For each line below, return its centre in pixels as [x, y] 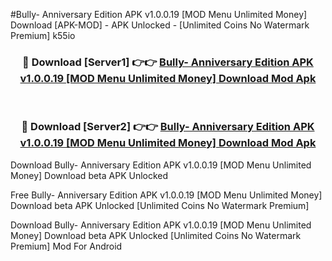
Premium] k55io [43, 35]
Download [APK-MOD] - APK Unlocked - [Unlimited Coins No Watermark [160, 25]
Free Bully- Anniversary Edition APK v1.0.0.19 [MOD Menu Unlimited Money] [166, 195]
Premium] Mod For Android [66, 246]
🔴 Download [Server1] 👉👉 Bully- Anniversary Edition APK [168, 62]
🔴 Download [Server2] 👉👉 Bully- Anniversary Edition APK [168, 127]
